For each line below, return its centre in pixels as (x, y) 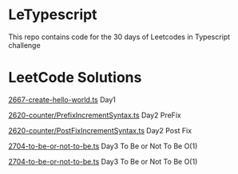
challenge (25, 45)
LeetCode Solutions (75, 78)
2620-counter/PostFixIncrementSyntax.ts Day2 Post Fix (100, 130)
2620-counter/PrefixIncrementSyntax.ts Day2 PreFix (95, 115)
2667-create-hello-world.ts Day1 (62, 99)
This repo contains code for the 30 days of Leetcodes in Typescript (119, 37)
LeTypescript (53, 15)
